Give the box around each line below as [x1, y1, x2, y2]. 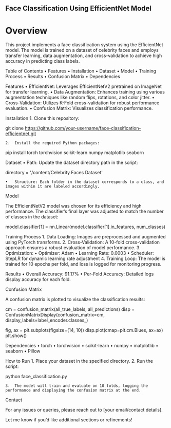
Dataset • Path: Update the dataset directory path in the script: [5, 159, 138, 166]
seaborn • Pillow [5, 348, 41, 354]
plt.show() [5, 332, 27, 339]
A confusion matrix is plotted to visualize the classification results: [5, 296, 145, 303]
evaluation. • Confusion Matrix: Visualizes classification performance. [5, 105, 153, 111]
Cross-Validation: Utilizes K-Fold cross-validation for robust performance [5, 100, 160, 106]
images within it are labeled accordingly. [5, 184, 100, 189]
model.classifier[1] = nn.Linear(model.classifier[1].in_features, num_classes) [5, 224, 166, 230]
